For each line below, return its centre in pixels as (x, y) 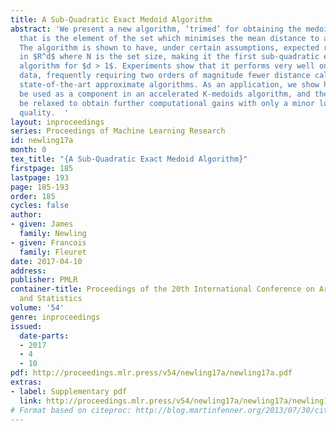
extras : (26, 382)
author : (26, 215)
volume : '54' (37, 308)
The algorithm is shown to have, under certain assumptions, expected (169, 47)
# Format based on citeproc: (71, 410)
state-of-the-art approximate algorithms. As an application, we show (169, 85)
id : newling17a (42, 141)
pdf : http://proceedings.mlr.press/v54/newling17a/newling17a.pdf (151, 373)
